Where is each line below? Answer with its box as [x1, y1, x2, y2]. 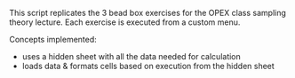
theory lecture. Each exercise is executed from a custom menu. [9, 17, 241, 27]
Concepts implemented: [9, 35, 98, 44]
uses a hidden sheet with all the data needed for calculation [21, 51, 242, 61]
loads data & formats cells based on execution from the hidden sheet [21, 61, 275, 71]
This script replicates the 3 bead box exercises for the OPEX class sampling [9, 8, 287, 18]
